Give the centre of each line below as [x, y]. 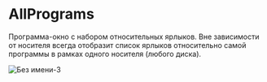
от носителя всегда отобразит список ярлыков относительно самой [127, 45]
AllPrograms [52, 14]
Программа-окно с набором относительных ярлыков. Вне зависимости [134, 37]
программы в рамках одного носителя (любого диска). [105, 54]
